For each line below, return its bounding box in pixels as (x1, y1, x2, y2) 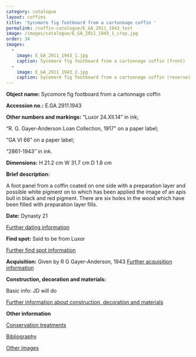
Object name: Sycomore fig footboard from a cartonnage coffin (6, 91, 161, 98)
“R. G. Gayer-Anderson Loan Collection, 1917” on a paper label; (6, 125, 159, 132)
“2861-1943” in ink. (6, 148, 53, 155)
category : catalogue (6, 8, 57, 15)
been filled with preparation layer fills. (6, 201, 98, 208)
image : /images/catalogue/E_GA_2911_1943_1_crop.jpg (6, 31, 138, 37)
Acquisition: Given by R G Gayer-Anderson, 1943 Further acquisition (6, 258, 172, 266)
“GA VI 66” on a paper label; (6, 136, 75, 143)
